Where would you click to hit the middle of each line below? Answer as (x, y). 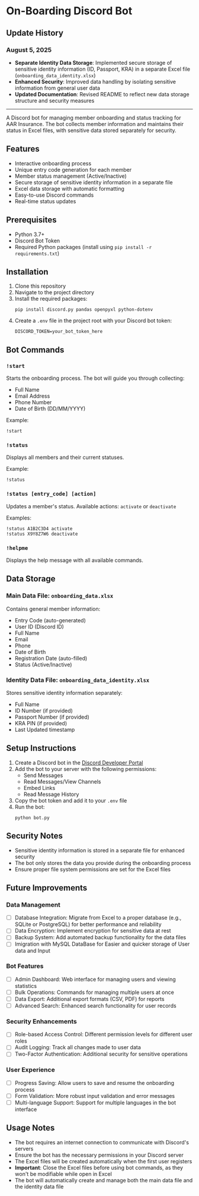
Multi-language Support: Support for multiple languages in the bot (95, 1102)
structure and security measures (54, 100)
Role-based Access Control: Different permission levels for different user (103, 1034)
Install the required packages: (51, 299)
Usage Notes (31, 1128)
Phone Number (33, 402)
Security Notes (35, 836)
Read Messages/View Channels (62, 781)
